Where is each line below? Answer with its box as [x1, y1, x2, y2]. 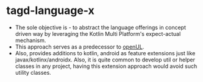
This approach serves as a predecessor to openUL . [15, 43, 144, 50]
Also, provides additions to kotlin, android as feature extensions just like [15, 49, 196, 56]
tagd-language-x [6, 4, 94, 18]
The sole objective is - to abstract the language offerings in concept [15, 24, 187, 31]
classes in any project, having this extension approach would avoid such [15, 62, 198, 70]
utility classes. [15, 69, 52, 76]
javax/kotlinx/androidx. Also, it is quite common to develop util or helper [15, 56, 196, 63]
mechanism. [15, 36, 46, 44]
